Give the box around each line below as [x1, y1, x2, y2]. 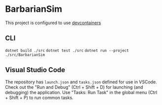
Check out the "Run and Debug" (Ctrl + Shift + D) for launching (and [5, 84, 143, 90]
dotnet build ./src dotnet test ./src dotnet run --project [5, 48, 129, 53]
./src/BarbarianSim [5, 52, 45, 57]
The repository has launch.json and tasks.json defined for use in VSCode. [5, 79, 157, 85]
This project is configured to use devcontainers [5, 20, 101, 26]
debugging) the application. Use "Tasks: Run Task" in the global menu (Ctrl [5, 89, 158, 95]
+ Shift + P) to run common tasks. [5, 95, 74, 101]
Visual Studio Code [5, 66, 65, 74]
